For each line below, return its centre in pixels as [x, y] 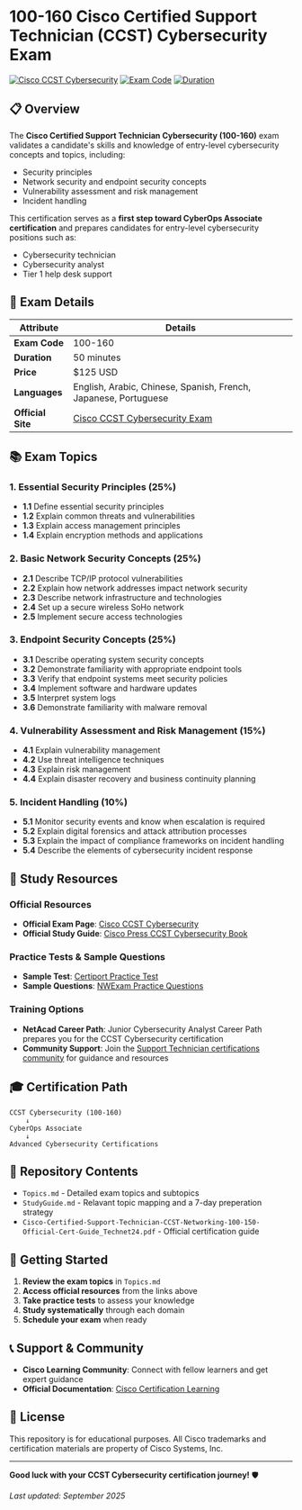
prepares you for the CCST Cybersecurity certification [123, 1038]
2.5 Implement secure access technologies [102, 616]
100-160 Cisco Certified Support [133, 17]
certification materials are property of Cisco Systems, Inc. [116, 1448]
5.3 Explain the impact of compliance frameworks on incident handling [153, 841]
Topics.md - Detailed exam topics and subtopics [111, 1193]
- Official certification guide [208, 1232]
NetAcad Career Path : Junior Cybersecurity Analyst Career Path [142, 1029]
